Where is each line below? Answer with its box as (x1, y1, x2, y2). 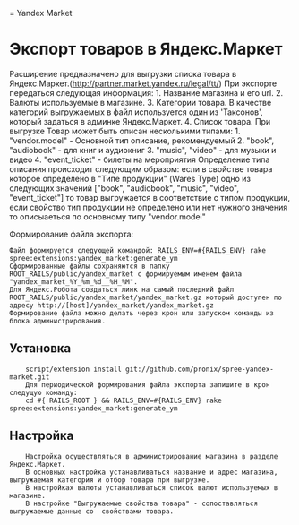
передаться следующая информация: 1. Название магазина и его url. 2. (9, 87, 284, 98)
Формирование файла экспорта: (9, 228, 134, 239)
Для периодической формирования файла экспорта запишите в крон (25, 380, 270, 389)
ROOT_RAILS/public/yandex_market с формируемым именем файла (9, 269, 243, 279)
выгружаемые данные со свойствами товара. (9, 506, 175, 516)
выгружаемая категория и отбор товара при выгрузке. (9, 475, 210, 485)
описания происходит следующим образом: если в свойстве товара (9, 163, 273, 174)
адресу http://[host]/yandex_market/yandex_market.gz (9, 300, 215, 310)
